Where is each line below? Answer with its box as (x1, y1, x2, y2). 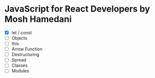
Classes (11, 62, 28, 68)
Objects (11, 35, 28, 41)
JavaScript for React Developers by (4, 3, 150, 15)
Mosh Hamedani (4, 14, 72, 25)
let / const (11, 30, 32, 35)
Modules (11, 68, 30, 74)
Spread (11, 57, 27, 63)
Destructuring (11, 52, 40, 58)
